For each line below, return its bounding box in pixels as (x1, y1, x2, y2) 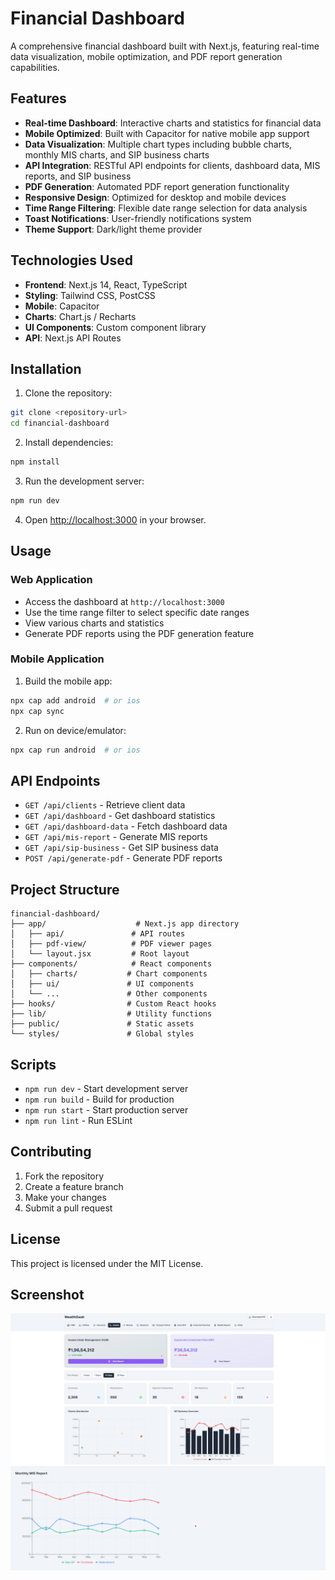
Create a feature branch (24, 1180, 124, 1192)
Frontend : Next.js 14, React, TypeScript (24, 278, 188, 291)
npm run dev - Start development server (24, 1082, 189, 1094)
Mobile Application (10, 652, 105, 666)
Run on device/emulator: (24, 724, 127, 736)
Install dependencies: (24, 437, 114, 449)
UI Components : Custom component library (24, 321, 207, 333)
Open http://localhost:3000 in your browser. (24, 513, 207, 526)
